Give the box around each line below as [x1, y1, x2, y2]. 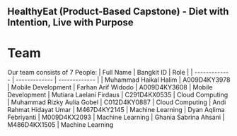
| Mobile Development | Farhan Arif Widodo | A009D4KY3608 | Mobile [7, 83, 213, 92]
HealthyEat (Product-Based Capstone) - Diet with [7, 6, 229, 18]
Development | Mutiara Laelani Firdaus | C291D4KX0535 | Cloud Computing [7, 91, 229, 99]
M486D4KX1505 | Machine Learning [7, 120, 114, 129]
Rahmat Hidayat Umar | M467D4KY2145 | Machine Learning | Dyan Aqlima [7, 106, 225, 114]
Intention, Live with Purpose [7, 17, 134, 29]
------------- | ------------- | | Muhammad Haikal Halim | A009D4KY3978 [15, 75, 231, 84]
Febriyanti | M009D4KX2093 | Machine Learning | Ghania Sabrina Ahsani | [7, 113, 225, 122]
